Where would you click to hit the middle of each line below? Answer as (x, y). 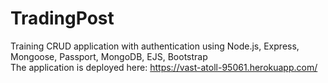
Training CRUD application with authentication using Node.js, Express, (155, 46)
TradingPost (62, 18)
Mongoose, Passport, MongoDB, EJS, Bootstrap (109, 56)
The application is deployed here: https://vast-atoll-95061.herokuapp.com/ (164, 67)
